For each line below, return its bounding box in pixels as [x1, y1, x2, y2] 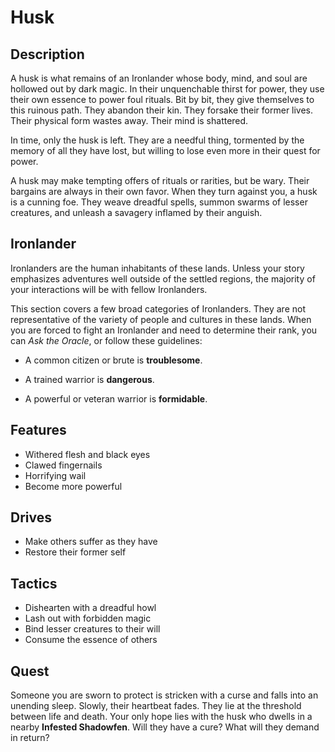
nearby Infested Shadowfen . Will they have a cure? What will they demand [10, 721, 320, 733]
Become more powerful [24, 480, 123, 492]
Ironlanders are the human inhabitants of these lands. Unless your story [10, 262, 305, 274]
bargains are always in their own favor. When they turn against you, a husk [10, 186, 318, 197]
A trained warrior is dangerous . [24, 373, 155, 385]
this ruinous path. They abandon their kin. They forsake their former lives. [10, 104, 314, 116]
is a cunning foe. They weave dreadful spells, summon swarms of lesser [10, 196, 308, 208]
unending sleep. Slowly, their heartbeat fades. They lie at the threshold [10, 700, 302, 712]
